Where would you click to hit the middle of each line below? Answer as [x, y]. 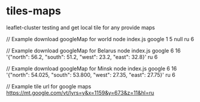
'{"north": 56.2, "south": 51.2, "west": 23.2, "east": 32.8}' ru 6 [82, 57]
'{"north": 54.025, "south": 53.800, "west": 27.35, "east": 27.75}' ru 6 [91, 75]
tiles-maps [34, 11]
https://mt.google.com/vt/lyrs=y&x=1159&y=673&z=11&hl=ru [80, 92]
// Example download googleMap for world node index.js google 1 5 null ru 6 [100, 39]
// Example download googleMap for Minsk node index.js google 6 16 [92, 68]
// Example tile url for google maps [49, 86]
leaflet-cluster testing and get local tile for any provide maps [81, 27]
